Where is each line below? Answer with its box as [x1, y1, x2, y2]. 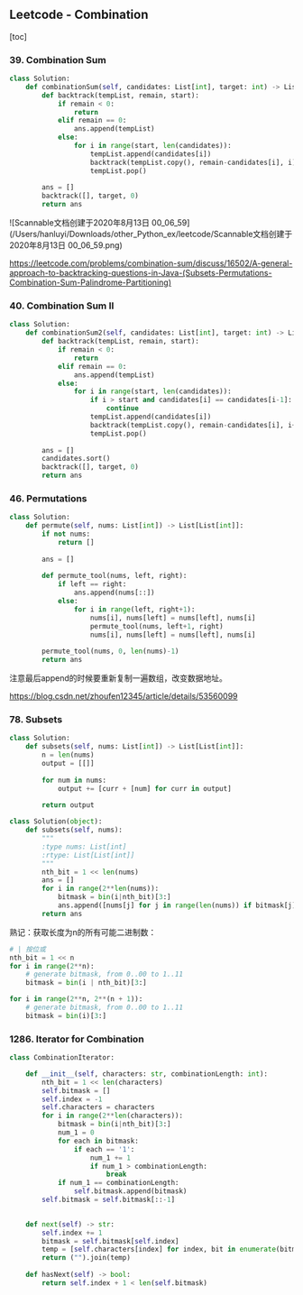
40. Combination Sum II [9, 299, 115, 312]
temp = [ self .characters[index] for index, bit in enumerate [41, 1244, 277, 1254]
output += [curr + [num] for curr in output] [57, 784, 232, 793]
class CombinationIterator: [9, 1053, 115, 1062]
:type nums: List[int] [41, 842, 127, 851]
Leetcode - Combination [9, 7, 149, 23]
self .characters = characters [41, 1103, 155, 1112]
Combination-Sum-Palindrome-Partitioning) [9, 277, 171, 288]
